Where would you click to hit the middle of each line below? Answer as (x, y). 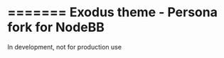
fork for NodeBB (56, 27)
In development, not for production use (65, 47)
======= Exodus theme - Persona (113, 12)
